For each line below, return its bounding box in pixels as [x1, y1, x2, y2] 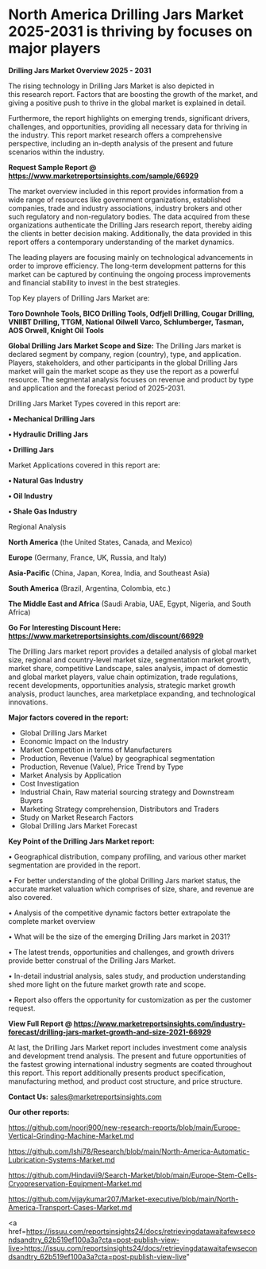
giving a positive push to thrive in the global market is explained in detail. [8, 98, 246, 107]
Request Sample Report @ [8, 162, 97, 172]
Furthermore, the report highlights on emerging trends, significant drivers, [8, 113, 250, 122]
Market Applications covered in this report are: [8, 460, 160, 470]
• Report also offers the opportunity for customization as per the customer [8, 995, 252, 1004]
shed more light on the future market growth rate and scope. [8, 980, 206, 989]
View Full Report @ [8, 1019, 73, 1028]
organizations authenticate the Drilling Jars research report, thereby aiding [8, 220, 253, 230]
